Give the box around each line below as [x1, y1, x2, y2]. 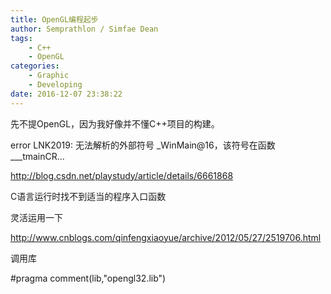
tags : [10, 33, 33, 43]
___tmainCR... [10, 150, 65, 162]
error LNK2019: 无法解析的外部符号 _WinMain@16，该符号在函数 [10, 139, 276, 151]
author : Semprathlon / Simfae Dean [10, 24, 159, 34]
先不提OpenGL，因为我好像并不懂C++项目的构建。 [10, 117, 220, 130]
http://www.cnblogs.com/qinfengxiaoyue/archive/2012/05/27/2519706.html [10, 231, 322, 243]
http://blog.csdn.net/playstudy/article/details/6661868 [10, 169, 234, 181]
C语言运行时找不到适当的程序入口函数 [10, 190, 167, 202]
